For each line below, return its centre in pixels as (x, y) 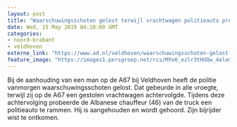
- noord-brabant (31, 40)
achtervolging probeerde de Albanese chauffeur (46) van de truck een (110, 102)
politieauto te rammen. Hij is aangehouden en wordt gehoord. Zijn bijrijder (115, 109)
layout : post (26, 14)
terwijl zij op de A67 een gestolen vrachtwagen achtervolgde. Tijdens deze (116, 95)
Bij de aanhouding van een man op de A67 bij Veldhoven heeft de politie (112, 80)
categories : (25, 34)
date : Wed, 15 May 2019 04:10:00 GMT (63, 27)
